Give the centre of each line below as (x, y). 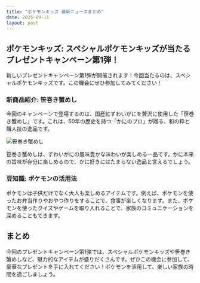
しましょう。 (42, 274)
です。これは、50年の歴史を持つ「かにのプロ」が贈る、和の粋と (111, 121)
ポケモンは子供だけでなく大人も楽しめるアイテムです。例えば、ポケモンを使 (100, 193)
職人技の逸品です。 (30, 129)
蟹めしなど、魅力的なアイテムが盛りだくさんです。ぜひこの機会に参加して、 (99, 259)
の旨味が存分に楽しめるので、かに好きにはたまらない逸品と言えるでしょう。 (100, 162)
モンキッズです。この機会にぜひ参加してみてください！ (94, 83)
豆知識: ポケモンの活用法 (42, 179)
